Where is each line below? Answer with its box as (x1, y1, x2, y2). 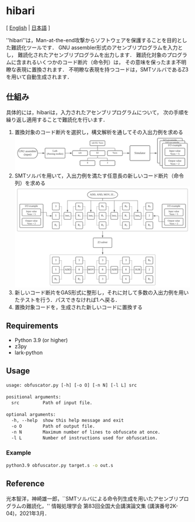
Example (6, 448, 32, 456)
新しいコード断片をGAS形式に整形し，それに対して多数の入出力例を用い (14, 289, 189, 296)
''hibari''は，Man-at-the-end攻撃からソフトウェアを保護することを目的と (6, 36, 183, 43)
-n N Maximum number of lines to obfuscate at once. (11, 429, 161, 435)
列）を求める (14, 180, 46, 187)
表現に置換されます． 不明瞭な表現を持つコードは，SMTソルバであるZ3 (16, 66, 189, 73)
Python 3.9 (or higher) (14, 336, 68, 343)
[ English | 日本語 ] (6, 24, 51, 31)
